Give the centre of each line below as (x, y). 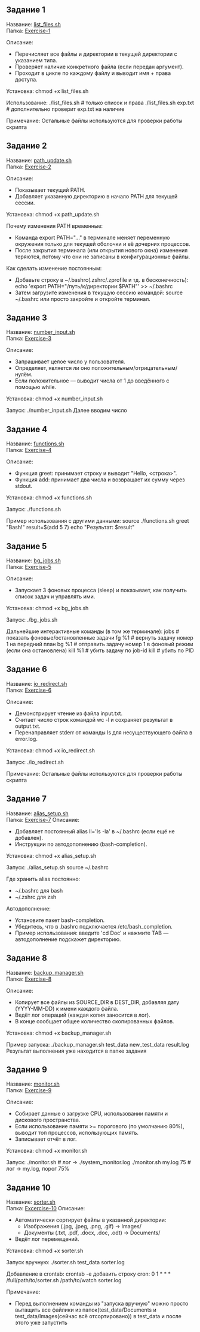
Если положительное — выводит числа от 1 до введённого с (92, 381)
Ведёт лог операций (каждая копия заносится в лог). (82, 1015)
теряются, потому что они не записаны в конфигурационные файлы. (102, 257)
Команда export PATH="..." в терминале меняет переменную (92, 237)
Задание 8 (27, 958)
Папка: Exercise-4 (29, 450)
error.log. (26, 739)
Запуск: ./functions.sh (34, 510)
